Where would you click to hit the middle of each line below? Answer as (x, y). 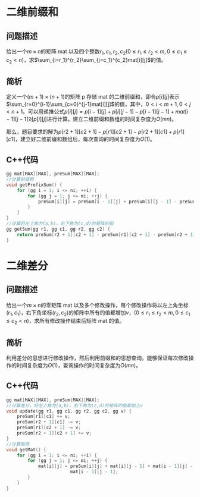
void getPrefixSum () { (34, 185)
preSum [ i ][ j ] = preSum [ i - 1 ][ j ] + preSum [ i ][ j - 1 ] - (107, 202)
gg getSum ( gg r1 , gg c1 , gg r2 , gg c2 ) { (58, 229)
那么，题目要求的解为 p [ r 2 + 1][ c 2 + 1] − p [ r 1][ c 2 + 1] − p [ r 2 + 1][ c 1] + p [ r (93, 132)
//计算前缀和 (20, 180)
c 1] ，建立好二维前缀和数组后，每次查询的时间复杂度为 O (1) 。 (82, 139)
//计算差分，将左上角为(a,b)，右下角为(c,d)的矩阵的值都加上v (74, 405)
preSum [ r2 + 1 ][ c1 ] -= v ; (49, 422)
